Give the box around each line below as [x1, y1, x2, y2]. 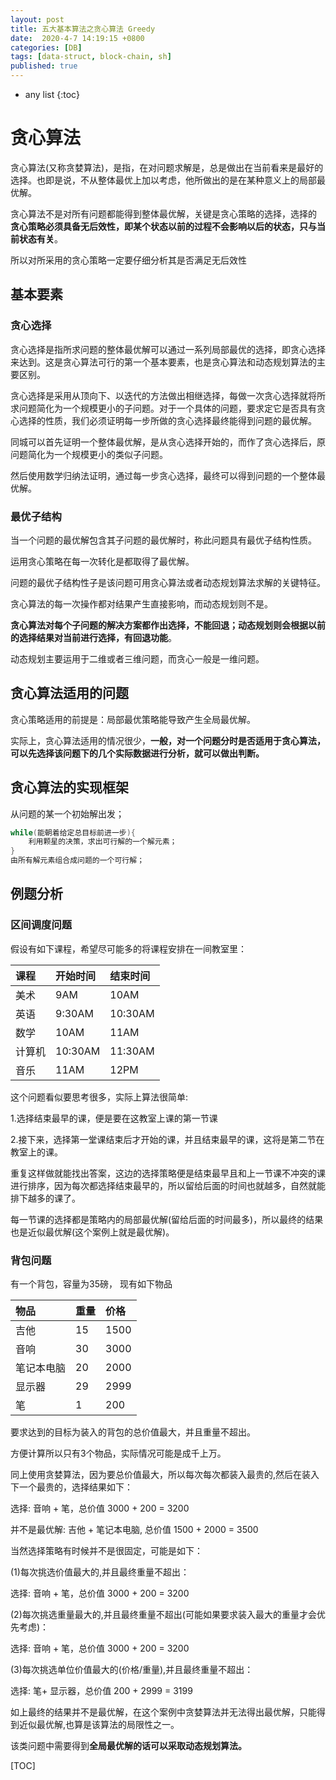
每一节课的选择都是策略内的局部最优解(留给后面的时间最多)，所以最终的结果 [10, 1213, 324, 1225]
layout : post [10, 14, 65, 25]
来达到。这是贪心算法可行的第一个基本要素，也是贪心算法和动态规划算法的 [10, 356, 317, 368]
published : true [10, 61, 78, 71]
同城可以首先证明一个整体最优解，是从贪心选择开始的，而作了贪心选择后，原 [10, 436, 326, 448]
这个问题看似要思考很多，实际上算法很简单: [10, 1091, 189, 1103]
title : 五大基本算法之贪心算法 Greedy [10, 24, 156, 34]
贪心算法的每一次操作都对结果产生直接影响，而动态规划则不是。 [10, 597, 273, 610]
